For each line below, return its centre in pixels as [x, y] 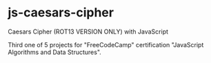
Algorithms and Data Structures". [55, 52]
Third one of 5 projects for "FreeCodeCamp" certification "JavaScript [106, 45]
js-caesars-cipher [61, 13]
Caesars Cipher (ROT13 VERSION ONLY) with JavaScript [88, 32]
